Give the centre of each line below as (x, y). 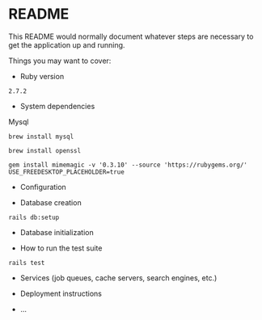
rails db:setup (34, 217)
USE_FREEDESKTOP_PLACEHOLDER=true (67, 172)
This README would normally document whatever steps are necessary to (131, 36)
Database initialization (57, 232)
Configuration (43, 187)
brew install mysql (41, 137)
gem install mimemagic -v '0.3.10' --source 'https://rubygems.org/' (128, 165)
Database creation (51, 202)
